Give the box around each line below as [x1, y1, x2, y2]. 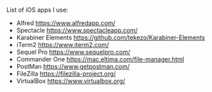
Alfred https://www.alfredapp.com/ [16, 19, 116, 27]
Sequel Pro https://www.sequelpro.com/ [16, 48, 131, 56]
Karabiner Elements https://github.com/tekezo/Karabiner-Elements [16, 33, 205, 42]
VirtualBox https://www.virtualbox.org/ [16, 77, 126, 85]
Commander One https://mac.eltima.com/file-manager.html [16, 55, 185, 63]
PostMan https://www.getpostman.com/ [16, 63, 130, 70]
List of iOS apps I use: [6, 6, 69, 14]
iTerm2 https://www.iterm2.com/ [16, 41, 109, 48]
